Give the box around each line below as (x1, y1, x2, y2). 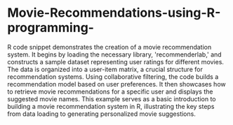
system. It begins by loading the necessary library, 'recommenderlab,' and (7, 50, 222, 59)
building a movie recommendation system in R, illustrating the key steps (7, 102, 215, 110)
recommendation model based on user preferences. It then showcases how (7, 80, 226, 88)
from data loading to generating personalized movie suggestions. (7, 110, 197, 118)
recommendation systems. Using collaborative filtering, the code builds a (7, 72, 219, 81)
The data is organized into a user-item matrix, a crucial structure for (7, 65, 204, 73)
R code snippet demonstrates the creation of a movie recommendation (7, 43, 212, 51)
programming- (7, 20, 95, 36)
